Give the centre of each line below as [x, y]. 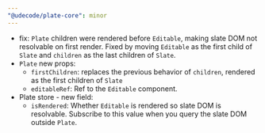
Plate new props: [47, 63]
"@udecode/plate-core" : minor [58, 15]
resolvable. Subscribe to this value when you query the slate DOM [139, 114]
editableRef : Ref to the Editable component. [104, 89]
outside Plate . [54, 122]
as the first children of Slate [77, 80]
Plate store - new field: [56, 97]
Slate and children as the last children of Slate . [97, 55]
